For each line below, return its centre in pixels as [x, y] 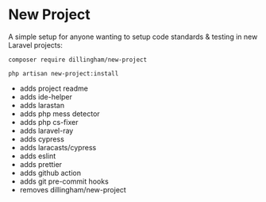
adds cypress [42, 139]
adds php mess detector [60, 114]
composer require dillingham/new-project [78, 60]
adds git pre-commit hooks [64, 181]
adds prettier [40, 164]
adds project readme [54, 88]
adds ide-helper [46, 96]
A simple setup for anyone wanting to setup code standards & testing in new [133, 37]
